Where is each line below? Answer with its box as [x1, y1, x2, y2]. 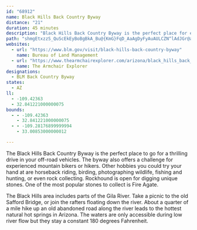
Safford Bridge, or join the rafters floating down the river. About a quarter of [6, 198, 189, 205]
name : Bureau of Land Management [16, 52, 98, 58]
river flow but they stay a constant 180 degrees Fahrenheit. [6, 217, 148, 224]
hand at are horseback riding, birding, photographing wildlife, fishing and [6, 168, 182, 175]
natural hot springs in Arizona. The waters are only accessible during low [6, 211, 183, 218]
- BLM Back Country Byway [11, 74, 75, 80]
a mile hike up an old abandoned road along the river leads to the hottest [6, 205, 182, 212]
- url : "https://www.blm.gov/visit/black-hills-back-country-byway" [11, 47, 182, 53]
